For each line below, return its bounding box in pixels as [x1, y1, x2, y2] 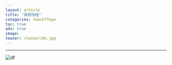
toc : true [5, 21, 27, 27]
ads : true [5, 26, 27, 31]
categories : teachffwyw [5, 17, 56, 22]
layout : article [5, 7, 40, 13]
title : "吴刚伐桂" [5, 12, 42, 17]
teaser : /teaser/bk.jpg [5, 36, 56, 41]
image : [5, 31, 19, 36]
